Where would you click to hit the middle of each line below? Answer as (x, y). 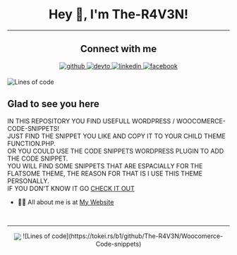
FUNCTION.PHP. (32, 143)
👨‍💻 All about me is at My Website (66, 202)
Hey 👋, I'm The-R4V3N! (119, 14)
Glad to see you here (54, 104)
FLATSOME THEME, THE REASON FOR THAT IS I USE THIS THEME (105, 173)
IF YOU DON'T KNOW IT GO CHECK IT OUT (71, 188)
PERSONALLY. (28, 181)
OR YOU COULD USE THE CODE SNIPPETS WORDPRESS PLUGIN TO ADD (116, 151)
